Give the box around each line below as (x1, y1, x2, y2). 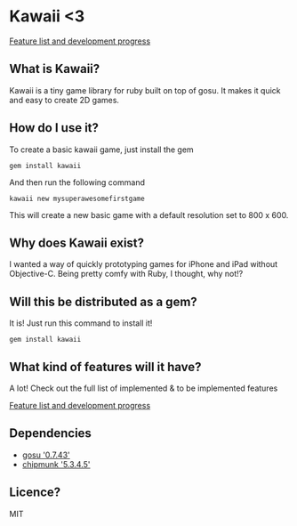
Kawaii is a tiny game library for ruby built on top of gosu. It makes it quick (9, 85, 282, 95)
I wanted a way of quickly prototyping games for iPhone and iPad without (9, 259, 278, 270)
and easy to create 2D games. (9, 94, 120, 105)
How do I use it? (9, 120, 100, 135)
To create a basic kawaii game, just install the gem (9, 144, 194, 155)
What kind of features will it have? (9, 359, 202, 375)
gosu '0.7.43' (21, 449, 70, 460)
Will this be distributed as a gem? (9, 294, 197, 309)
